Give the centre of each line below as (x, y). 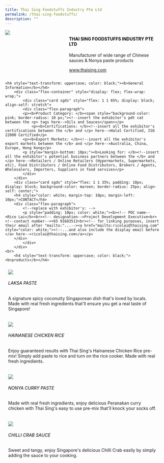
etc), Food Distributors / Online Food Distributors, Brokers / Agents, (81, 165)
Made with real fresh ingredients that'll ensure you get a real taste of (77, 303)
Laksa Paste (23, 283)
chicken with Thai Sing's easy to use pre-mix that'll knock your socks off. (82, 408)
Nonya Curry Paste (31, 388)
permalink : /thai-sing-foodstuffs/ (41, 14)
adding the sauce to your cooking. (43, 456)
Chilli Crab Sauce (29, 435)
